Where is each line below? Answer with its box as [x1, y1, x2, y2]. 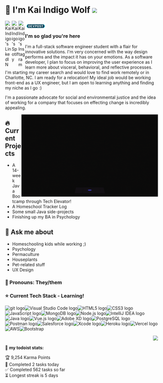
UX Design [12, 267, 34, 273]
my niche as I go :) [5, 85, 42, 91]
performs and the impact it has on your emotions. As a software [25, 54, 153, 60]
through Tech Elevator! [26, 199, 72, 204]
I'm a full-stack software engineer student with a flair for [25, 44, 138, 50]
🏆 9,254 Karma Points [5, 355, 51, 361]
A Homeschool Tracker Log [12, 204, 67, 210]
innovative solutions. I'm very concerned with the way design [25, 49, 148, 55]
